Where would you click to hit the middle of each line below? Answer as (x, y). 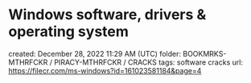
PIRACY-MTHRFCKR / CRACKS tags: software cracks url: (148, 62)
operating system (68, 32)
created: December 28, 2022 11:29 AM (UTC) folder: (95, 53)
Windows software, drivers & (107, 15)
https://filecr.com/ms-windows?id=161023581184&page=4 (105, 70)
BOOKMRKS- (204, 53)
